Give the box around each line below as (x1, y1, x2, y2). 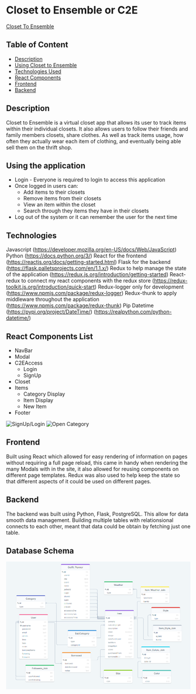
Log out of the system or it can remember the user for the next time (14, 214, 177, 221)
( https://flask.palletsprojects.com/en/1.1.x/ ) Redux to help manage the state (6, 264, 187, 272)
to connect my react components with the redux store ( (21, 277, 154, 284)
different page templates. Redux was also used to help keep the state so (6, 472, 180, 479)
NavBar (14, 347, 33, 354)
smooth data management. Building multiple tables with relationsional (6, 516, 174, 524)
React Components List (6, 331, 94, 341)
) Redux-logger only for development (94, 283, 184, 290)
